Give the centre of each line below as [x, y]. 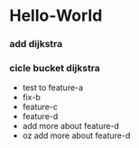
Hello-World [56, 16]
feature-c [40, 107]
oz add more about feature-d [76, 135]
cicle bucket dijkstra [55, 69]
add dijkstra [36, 44]
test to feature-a [53, 88]
